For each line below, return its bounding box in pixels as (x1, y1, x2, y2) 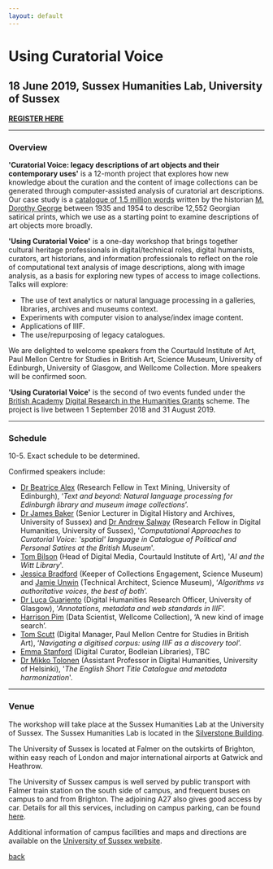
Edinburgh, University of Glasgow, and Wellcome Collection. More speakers (8, 363, 262, 373)
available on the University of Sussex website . (8, 836, 162, 845)
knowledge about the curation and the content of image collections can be (8, 177, 258, 187)
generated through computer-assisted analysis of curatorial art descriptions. (8, 186, 265, 195)
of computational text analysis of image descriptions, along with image (8, 262, 245, 272)
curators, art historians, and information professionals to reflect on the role (8, 253, 258, 263)
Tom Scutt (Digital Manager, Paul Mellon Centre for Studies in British (19, 630, 249, 640)
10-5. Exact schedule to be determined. (8, 451, 141, 461)
